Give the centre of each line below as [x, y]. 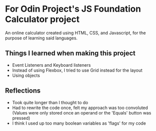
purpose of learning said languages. [41, 38]
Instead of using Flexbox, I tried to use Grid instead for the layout [77, 70]
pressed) [21, 118]
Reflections [23, 91]
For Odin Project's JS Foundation [73, 9]
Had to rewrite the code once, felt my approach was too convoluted [80, 108]
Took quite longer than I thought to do [50, 102]
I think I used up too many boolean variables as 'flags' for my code [79, 123]
